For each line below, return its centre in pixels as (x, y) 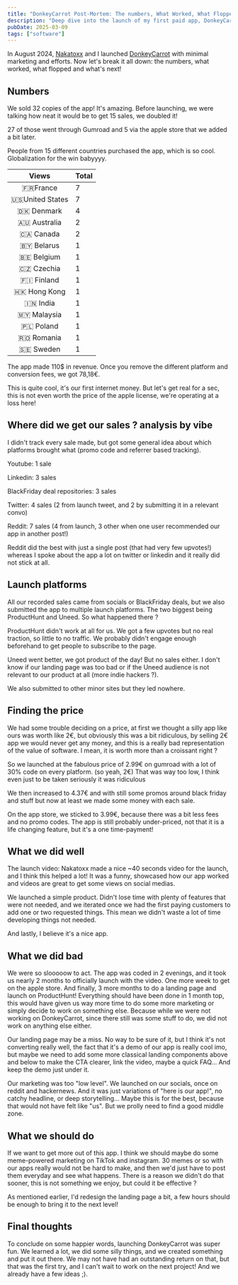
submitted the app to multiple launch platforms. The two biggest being (110, 609)
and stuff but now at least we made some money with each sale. (101, 800)
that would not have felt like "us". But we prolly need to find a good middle (115, 1106)
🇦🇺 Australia (39, 223)
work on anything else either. (50, 1026)
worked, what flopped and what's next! (64, 69)
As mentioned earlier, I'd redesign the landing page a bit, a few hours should (119, 1196)
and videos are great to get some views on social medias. (91, 884)
